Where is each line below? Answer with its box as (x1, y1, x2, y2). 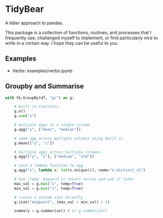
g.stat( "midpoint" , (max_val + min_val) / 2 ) (14, 200, 110, 205)
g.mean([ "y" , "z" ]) (14, 141, 55, 145)
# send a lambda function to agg (14, 163, 83, 168)
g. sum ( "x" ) (14, 113, 37, 119)
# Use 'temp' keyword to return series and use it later (14, 177, 135, 182)
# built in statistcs (14, 104, 59, 109)
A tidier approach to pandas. (5, 20, 64, 26)
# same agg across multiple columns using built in (14, 136, 123, 141)
